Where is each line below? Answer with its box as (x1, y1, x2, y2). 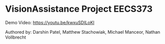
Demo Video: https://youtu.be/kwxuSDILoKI (5, 20, 94, 25)
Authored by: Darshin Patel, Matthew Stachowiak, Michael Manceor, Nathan (5, 29, 161, 35)
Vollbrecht (5, 34, 26, 40)
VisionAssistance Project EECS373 (5, 3, 153, 15)
